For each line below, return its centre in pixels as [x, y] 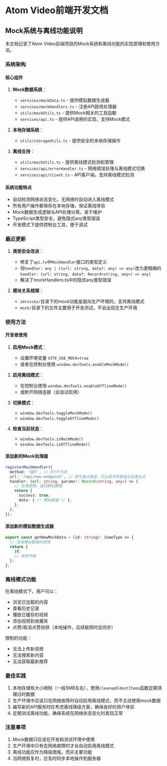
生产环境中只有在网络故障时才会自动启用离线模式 [63, 745]
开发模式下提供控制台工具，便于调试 [50, 225]
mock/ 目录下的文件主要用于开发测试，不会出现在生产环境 [78, 307]
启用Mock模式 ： [29, 347]
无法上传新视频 [28, 649]
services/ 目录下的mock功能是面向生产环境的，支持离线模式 [82, 301]
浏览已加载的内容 [30, 602]
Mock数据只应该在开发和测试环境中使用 [54, 739]
